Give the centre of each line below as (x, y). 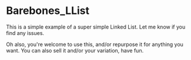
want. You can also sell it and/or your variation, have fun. (75, 50)
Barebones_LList (48, 11)
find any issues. (25, 33)
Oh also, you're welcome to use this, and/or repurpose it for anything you (95, 44)
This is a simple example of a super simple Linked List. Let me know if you (96, 27)
